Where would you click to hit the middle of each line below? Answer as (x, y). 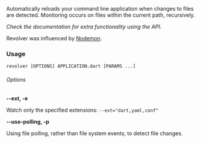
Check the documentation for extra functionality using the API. (84, 27)
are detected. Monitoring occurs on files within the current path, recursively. (101, 15)
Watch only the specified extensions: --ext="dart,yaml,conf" (82, 110)
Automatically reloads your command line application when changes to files (100, 9)
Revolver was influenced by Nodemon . (54, 38)
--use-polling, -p (28, 121)
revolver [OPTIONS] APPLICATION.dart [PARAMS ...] (71, 66)
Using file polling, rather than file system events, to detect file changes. (94, 133)
